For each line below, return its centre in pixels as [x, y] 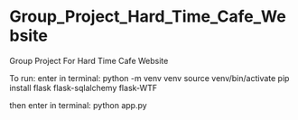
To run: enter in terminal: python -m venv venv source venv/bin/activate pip [149, 78]
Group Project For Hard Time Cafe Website [89, 60]
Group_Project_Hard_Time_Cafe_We [148, 17]
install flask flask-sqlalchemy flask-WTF [84, 88]
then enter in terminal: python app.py [78, 105]
